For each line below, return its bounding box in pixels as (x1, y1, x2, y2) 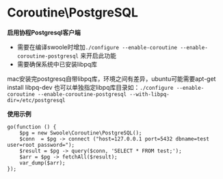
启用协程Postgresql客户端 (7, 28, 81, 36)
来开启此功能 (79, 51, 116, 60)
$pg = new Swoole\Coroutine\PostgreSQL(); (19, 129, 142, 136)
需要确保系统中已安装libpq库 (16, 60, 98, 68)
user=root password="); (7, 141, 75, 148)
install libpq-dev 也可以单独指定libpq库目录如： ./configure (7, 83, 174, 91)
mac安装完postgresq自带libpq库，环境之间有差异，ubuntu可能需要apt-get (7, 74, 216, 83)
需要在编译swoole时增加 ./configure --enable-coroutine (16, 43, 178, 51)
